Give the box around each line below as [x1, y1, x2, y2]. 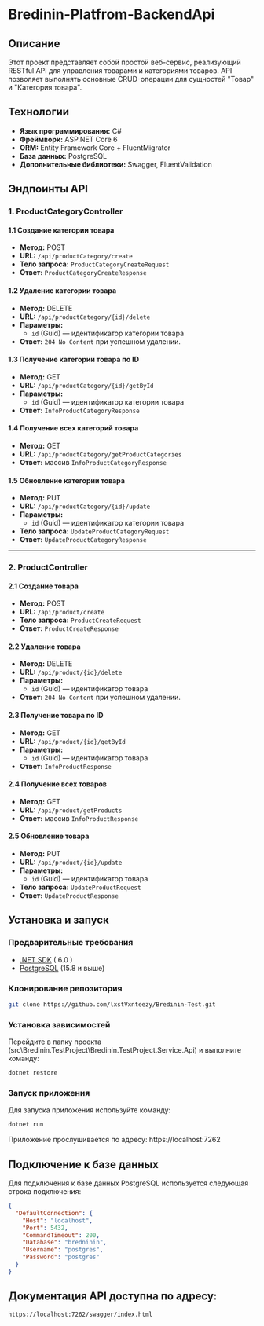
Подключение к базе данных [8, 1157, 159, 1171]
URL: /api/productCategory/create [19, 251, 134, 261]
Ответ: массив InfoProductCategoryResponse [19, 457, 167, 467]
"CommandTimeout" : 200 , [22, 1231, 101, 1239]
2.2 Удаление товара [8, 642, 81, 651]
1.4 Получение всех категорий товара [8, 423, 139, 433]
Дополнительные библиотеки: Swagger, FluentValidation [19, 159, 212, 169]
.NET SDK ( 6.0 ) [19, 954, 73, 964]
